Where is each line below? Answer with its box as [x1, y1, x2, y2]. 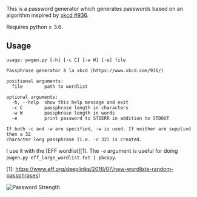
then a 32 [6, 131, 32, 137]
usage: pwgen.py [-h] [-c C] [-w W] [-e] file [6, 57, 126, 63]
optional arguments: [6, 94, 59, 100]
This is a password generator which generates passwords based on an [6, 5, 184, 12]
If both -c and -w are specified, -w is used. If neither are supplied [6, 125, 191, 132]
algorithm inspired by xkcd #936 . [6, 12, 89, 19]
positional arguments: [6, 78, 64, 84]
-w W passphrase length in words [12, 110, 115, 116]
